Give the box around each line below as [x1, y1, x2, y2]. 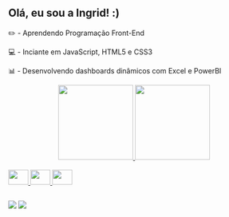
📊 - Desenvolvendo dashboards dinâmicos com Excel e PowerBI [8, 65, 222, 75]
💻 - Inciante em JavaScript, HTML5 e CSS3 [8, 47, 153, 57]
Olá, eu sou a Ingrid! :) [8, 6, 120, 20]
